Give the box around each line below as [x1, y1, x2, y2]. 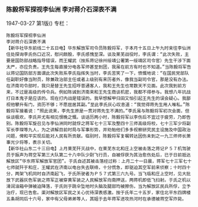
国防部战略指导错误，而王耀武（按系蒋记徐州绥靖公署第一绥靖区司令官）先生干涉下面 [14, 58, 191, 64]
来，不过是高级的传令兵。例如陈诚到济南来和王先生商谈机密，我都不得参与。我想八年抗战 [6, 89, 191, 95]
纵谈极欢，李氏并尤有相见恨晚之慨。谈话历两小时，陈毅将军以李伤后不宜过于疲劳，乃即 [6, 114, 187, 121]
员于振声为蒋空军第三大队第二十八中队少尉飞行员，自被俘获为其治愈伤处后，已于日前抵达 [6, 152, 191, 158]
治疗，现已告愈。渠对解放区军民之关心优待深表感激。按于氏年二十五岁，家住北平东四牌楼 [6, 190, 191, 196]
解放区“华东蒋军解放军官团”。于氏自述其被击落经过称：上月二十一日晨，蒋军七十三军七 [6, 159, 187, 164]
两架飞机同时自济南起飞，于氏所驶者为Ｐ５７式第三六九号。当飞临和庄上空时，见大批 [14, 171, 191, 177]
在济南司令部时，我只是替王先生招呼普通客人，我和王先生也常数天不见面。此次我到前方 [6, 83, 187, 89]
